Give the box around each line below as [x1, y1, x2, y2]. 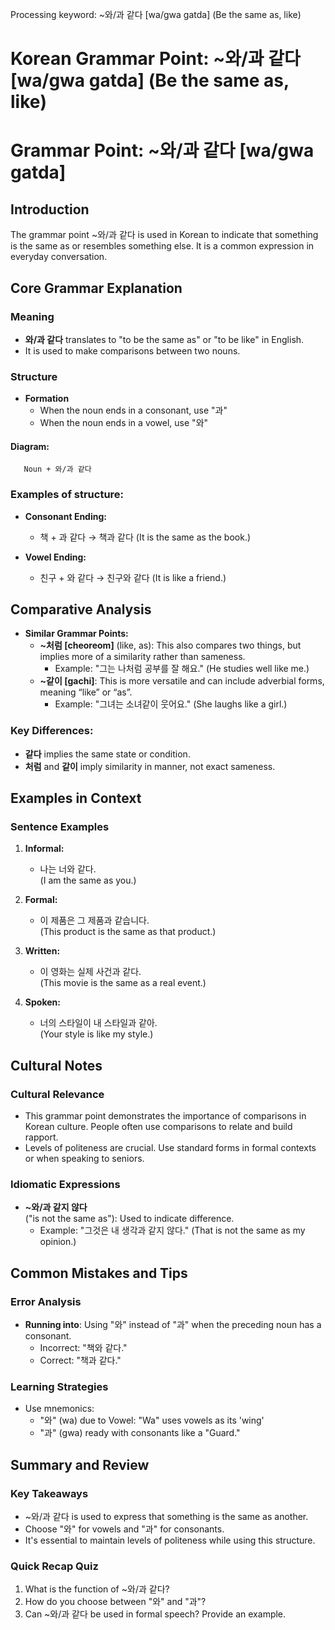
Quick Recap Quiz [10, 1559, 99, 1573]
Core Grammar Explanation [10, 279, 183, 297]
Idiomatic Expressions [10, 1178, 121, 1192]
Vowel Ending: [24, 551, 87, 563]
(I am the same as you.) [39, 874, 137, 887]
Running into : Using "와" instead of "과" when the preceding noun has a [24, 1319, 322, 1331]
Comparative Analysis [10, 601, 152, 618]
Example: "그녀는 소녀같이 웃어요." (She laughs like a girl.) [54, 698, 288, 710]
